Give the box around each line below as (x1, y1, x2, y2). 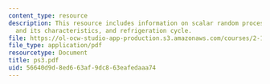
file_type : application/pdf (8, 42, 103, 50)
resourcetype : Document (8, 49, 88, 57)
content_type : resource (8, 11, 88, 20)
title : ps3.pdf (8, 57, 59, 65)
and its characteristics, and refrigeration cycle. (15, 26, 193, 34)
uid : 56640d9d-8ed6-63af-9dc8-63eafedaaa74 (8, 64, 157, 72)
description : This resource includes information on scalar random (8, 19, 239, 27)
